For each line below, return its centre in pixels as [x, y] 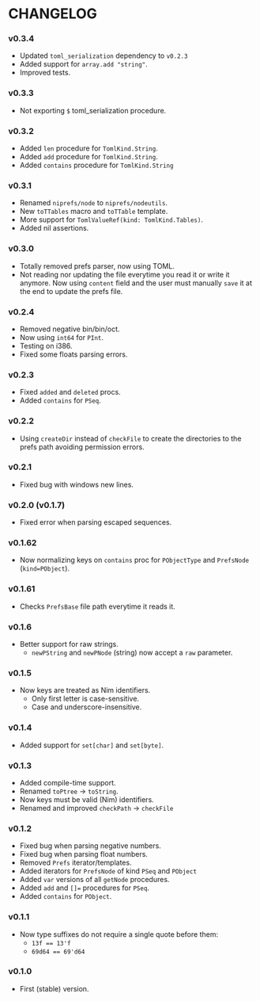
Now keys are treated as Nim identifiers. [85, 690]
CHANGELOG [53, 14]
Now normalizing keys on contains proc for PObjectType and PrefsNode [134, 560]
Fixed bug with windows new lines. [77, 484]
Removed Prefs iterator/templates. [75, 863]
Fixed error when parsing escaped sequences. [96, 522]
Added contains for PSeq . [60, 400]
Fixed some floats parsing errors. [73, 354]
